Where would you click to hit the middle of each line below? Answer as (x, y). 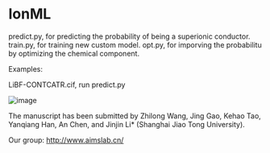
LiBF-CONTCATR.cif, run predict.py (67, 85)
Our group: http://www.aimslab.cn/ (66, 140)
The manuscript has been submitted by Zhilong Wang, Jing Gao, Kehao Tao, (135, 116)
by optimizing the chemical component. (74, 53)
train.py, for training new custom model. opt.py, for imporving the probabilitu (135, 44)
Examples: (25, 68)
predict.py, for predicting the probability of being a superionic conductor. (129, 36)
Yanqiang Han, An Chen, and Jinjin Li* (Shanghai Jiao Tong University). (127, 124)
